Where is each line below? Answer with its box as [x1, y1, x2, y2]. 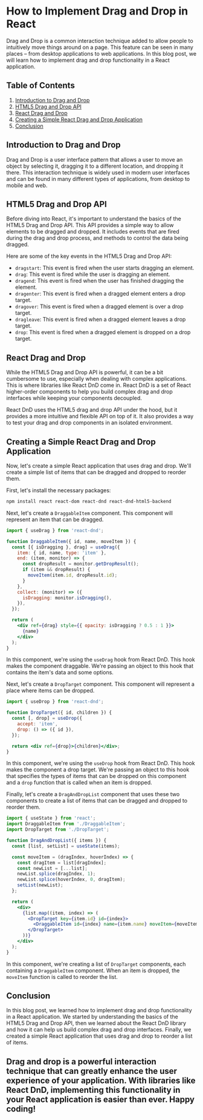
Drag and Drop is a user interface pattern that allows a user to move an [6, 156, 183, 163]
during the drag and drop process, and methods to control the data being [6, 234, 188, 242]
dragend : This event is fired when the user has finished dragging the [14, 277, 184, 285]
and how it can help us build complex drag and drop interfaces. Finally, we [6, 1026, 192, 1033]
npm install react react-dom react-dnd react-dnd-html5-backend [6, 498, 172, 504]
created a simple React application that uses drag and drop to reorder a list [6, 1032, 193, 1039]
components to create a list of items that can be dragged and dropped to [6, 797, 188, 805]
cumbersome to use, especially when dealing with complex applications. [6, 375, 187, 383]
